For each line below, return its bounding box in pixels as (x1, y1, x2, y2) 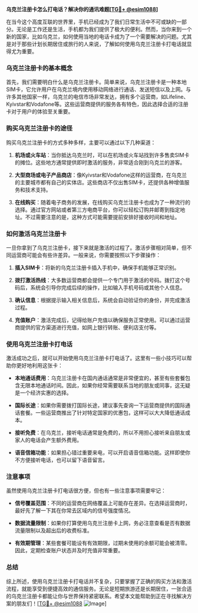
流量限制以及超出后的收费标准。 (14, 527, 93, 534)
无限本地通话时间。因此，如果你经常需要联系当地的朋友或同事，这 (19, 382, 180, 389)
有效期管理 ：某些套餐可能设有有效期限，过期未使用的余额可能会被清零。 (14, 540, 190, 547)
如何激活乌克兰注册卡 (6, 230, 67, 238)
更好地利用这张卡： (16, 362, 63, 369)
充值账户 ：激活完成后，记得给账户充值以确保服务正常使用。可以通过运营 (14, 316, 190, 324)
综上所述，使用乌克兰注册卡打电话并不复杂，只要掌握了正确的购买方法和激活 (6, 578, 192, 585)
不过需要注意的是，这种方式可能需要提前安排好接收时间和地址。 (25, 213, 180, 220)
